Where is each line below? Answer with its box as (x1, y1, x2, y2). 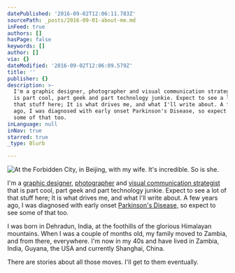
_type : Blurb (7, 140, 45, 147)
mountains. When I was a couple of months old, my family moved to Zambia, (7, 230, 227, 238)
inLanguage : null (7, 120, 58, 128)
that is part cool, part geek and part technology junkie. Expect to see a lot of (7, 186, 227, 195)
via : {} (7, 56, 30, 63)
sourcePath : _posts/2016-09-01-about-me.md (7, 17, 136, 24)
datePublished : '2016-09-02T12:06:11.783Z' (7, 10, 136, 17)
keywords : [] (7, 43, 45, 50)
